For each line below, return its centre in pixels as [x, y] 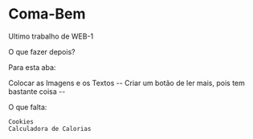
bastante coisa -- [37, 91]
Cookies [21, 121]
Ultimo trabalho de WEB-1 [51, 36]
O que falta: [28, 107]
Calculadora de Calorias [50, 129]
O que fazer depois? [42, 51]
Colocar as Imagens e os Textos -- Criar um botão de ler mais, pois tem [126, 83]
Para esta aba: [32, 67]
